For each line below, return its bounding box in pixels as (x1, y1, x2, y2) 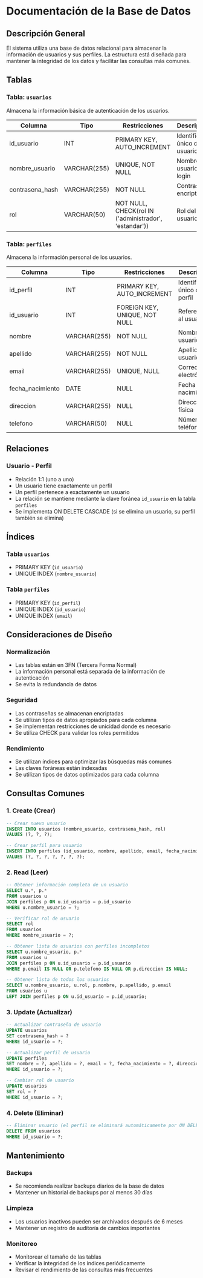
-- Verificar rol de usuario (6, 915, 80, 922)
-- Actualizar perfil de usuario (6, 1049, 91, 1056)
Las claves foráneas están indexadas (14, 764, 108, 771)
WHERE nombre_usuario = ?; (6, 932, 74, 938)
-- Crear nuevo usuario (6, 820, 66, 826)
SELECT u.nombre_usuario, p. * (6, 949, 83, 955)
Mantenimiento (6, 1151, 65, 1161)
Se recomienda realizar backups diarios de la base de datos (14, 1182, 164, 1189)
